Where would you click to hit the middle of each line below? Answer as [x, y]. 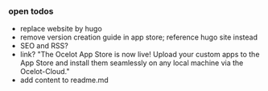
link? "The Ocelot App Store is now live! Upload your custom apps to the [140, 55]
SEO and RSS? [44, 46]
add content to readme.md [64, 80]
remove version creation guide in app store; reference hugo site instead [139, 37]
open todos [31, 11]
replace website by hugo [61, 29]
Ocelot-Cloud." [45, 72]
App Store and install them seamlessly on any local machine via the [132, 63]
